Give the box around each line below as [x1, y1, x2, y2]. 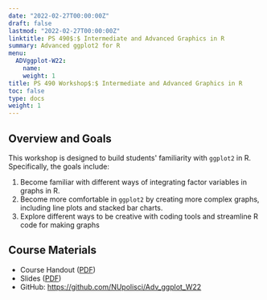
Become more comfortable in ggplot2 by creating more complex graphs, [19, 194, 260, 204]
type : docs [8, 94, 45, 102]
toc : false [8, 86, 45, 95]
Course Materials [8, 244, 97, 257]
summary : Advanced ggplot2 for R [8, 42, 121, 50]
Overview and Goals [8, 131, 113, 145]
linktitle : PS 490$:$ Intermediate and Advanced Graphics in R [8, 34, 225, 43]
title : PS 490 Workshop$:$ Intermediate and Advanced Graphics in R [8, 79, 243, 87]
